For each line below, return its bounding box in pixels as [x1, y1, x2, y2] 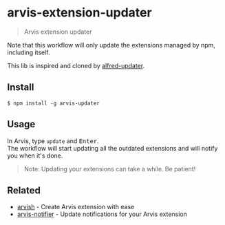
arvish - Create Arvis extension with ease [17, 203, 135, 211]
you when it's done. [7, 151, 63, 160]
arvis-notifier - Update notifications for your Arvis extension [17, 210, 188, 218]
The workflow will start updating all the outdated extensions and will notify [7, 144, 218, 152]
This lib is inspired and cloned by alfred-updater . [7, 61, 145, 69]
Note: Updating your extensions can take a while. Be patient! [23, 164, 196, 173]
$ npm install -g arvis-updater [7, 100, 100, 107]
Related [7, 184, 41, 196]
